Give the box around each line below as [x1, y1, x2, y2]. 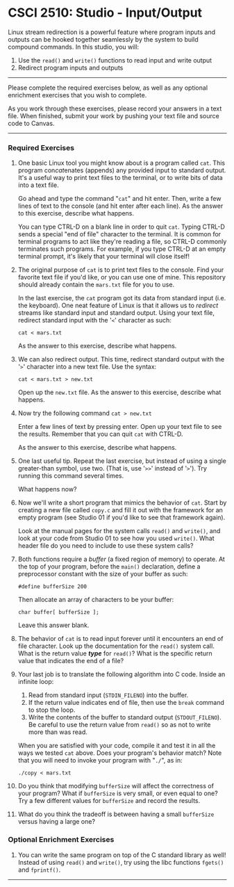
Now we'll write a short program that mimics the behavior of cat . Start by [17, 498, 227, 507]
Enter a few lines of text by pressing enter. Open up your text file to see [17, 423, 222, 431]
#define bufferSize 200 [17, 583, 87, 590]
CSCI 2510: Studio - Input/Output [8, 5, 203, 21]
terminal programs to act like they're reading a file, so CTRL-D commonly [17, 238, 227, 246]
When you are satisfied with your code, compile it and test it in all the [17, 742, 216, 750]
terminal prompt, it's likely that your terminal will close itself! [17, 252, 190, 261]
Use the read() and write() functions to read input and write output [17, 56, 212, 64]
